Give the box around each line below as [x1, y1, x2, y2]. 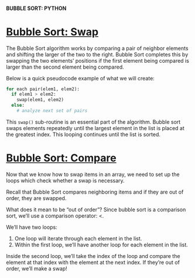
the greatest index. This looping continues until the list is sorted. [6, 131, 161, 138]
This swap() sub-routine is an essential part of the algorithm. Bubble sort [6, 118, 181, 126]
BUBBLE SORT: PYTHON [6, 5, 67, 12]
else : [11, 103, 25, 109]
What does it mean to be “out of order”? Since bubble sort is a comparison [6, 206, 186, 213]
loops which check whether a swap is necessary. [6, 177, 125, 184]
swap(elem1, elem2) [16, 97, 64, 103]
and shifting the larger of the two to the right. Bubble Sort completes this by [6, 50, 189, 58]
